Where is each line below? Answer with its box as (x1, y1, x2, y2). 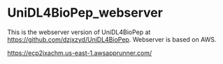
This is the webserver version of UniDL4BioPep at (7, 28, 151, 36)
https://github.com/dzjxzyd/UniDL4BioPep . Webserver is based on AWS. (7, 35, 217, 43)
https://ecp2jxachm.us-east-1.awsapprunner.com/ (7, 49, 152, 57)
